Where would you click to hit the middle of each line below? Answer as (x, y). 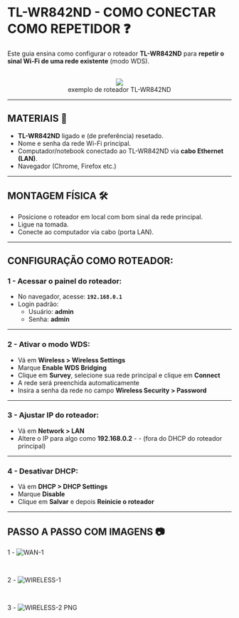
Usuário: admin (51, 312)
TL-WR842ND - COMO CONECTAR (112, 12)
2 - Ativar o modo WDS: (49, 345)
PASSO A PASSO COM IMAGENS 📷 (86, 531)
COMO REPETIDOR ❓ (69, 29)
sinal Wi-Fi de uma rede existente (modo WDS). (79, 61)
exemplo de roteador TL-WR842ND (119, 89)
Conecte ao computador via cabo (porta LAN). (86, 231)
